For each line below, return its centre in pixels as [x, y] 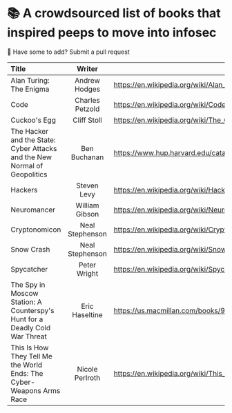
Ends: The [27, 373]
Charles [87, 100]
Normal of [27, 165]
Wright [87, 273]
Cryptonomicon [36, 230]
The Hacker [30, 131]
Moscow [25, 293]
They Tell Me [32, 356]
